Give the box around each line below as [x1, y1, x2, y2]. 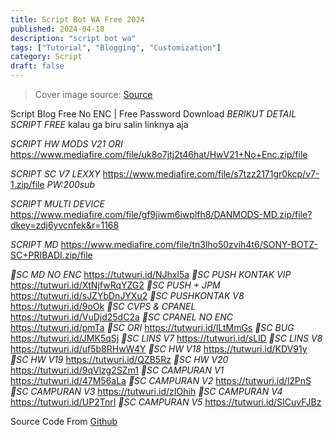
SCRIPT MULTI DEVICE [10, 198, 105, 210]
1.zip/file [10, 179, 45, 190]
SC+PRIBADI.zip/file [10, 249, 93, 261]
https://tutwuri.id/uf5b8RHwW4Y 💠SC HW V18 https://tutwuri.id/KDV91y [10, 343, 308, 355]
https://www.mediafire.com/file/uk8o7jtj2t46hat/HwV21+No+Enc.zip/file [10, 149, 308, 160]
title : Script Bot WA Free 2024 [10, 14, 145, 25]
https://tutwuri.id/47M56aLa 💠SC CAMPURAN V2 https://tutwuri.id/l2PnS [10, 375, 312, 386]
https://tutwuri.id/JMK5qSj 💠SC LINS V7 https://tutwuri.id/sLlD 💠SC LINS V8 [10, 332, 323, 344]
